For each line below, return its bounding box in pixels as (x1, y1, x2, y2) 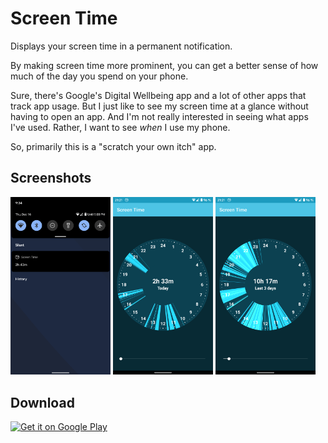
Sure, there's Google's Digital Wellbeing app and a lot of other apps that (10, 89, 307, 101)
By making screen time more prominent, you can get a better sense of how (10, 59, 319, 71)
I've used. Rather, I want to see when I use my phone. (10, 121, 231, 133)
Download (10, 394, 75, 411)
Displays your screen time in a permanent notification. (10, 40, 233, 52)
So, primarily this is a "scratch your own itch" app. (10, 140, 217, 152)
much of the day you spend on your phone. (10, 70, 189, 82)
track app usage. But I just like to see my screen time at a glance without (10, 100, 309, 112)
